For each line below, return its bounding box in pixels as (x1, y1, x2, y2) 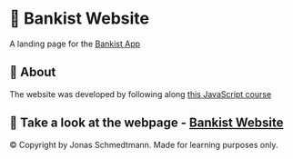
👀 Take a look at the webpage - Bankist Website (9, 115, 284, 131)
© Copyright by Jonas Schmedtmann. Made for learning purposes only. (9, 139, 278, 150)
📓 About (9, 65, 56, 80)
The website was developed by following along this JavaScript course (9, 88, 272, 99)
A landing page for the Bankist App (9, 38, 141, 49)
